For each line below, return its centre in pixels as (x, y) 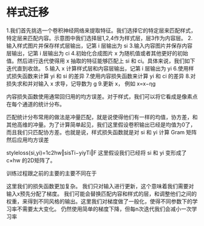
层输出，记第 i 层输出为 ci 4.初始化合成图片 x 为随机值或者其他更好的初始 (97, 53)
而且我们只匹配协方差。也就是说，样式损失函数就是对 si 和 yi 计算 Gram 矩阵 (102, 132)
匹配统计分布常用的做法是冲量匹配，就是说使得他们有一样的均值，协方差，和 (102, 117)
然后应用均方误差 (28, 140)
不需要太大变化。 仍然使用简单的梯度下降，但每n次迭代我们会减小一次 (104, 209)
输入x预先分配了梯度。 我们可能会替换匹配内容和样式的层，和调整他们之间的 (102, 193)
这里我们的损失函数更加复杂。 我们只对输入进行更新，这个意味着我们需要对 (100, 186)
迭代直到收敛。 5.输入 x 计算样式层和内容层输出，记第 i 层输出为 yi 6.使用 (98, 68)
